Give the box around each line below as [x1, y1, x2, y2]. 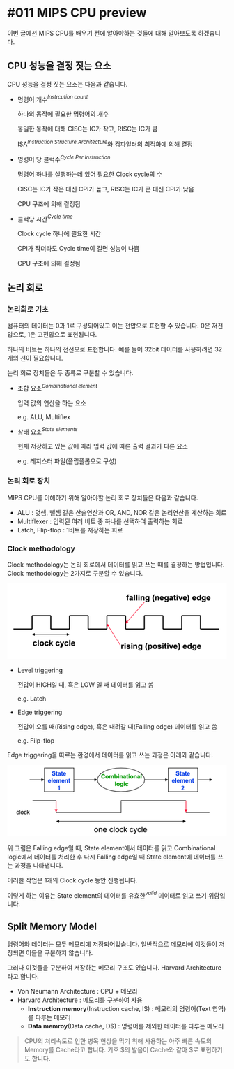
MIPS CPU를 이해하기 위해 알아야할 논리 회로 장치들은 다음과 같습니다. [7, 493, 198, 502]
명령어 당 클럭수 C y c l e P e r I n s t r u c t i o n [17, 154, 111, 163]
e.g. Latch [17, 695, 47, 703]
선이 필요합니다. [19, 354, 63, 363]
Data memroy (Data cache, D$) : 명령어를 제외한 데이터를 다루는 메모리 [27, 1022, 224, 1031]
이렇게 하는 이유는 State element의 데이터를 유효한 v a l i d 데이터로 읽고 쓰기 [7, 889, 207, 899]
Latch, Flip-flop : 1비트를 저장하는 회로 [17, 525, 123, 534]
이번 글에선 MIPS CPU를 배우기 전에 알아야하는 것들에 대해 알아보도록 [7, 29, 197, 37]
